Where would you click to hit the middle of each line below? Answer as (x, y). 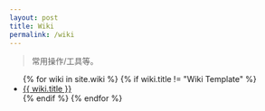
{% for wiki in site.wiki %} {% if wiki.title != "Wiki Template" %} (140, 79)
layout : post (34, 18)
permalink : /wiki (42, 34)
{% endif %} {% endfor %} (72, 98)
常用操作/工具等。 (65, 61)
